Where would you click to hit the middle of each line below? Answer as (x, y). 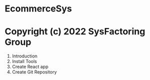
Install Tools (24, 61)
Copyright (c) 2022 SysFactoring (75, 32)
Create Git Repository (34, 72)
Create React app (30, 67)
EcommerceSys (39, 9)
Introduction (25, 56)
